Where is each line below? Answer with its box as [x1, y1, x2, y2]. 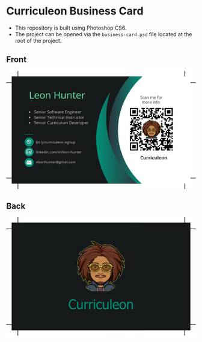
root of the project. [14, 37, 62, 44]
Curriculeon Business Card [6, 4, 144, 18]
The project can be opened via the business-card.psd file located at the [14, 30, 192, 37]
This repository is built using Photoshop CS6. [14, 24, 127, 31]
